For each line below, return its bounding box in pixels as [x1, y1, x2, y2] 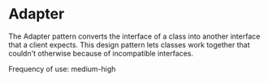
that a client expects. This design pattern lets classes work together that [8, 39, 250, 49]
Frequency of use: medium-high [8, 64, 116, 73]
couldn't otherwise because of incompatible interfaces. [8, 48, 193, 58]
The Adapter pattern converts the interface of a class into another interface [8, 31, 261, 41]
